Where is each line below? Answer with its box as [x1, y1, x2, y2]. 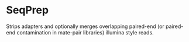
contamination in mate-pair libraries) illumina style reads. [16, 29, 154, 36]
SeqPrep [6, 3, 49, 17]
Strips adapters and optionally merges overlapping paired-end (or [6, 23, 165, 30]
